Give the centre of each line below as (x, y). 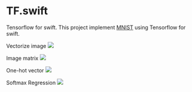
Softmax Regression (31, 83)
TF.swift (27, 11)
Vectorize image (26, 46)
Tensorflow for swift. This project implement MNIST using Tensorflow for (96, 27)
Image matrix (22, 58)
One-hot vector (25, 70)
